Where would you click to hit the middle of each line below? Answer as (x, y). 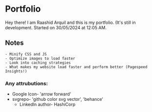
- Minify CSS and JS (26, 54)
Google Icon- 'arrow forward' (42, 94)
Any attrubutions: (26, 83)
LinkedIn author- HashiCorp (47, 104)
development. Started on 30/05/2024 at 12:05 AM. (56, 27)
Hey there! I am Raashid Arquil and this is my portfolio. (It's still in (70, 22)
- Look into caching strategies (38, 63)
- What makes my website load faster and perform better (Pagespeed (76, 67)
